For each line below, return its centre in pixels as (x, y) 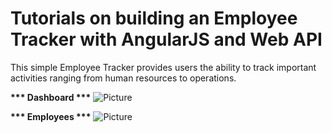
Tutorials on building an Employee (154, 18)
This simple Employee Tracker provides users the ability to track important (163, 67)
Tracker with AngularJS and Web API (166, 39)
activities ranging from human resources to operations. (123, 78)
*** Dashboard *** (51, 97)
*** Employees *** (51, 116)
